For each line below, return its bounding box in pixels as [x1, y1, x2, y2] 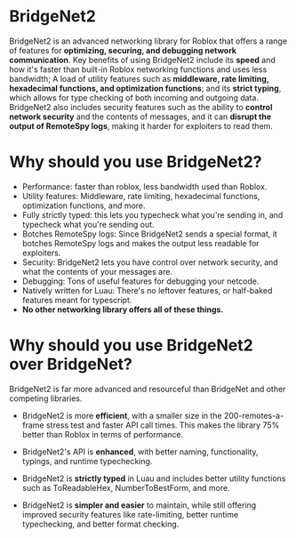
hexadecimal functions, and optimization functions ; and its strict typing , [9, 83, 282, 93]
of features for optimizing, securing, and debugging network [9, 44, 237, 55]
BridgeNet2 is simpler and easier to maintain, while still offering [21, 500, 257, 510]
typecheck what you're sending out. [21, 219, 155, 229]
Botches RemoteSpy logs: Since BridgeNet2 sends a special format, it [21, 229, 277, 239]
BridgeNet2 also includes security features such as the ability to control [9, 101, 273, 112]
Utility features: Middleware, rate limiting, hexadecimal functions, [21, 190, 260, 201]
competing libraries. [9, 393, 83, 404]
